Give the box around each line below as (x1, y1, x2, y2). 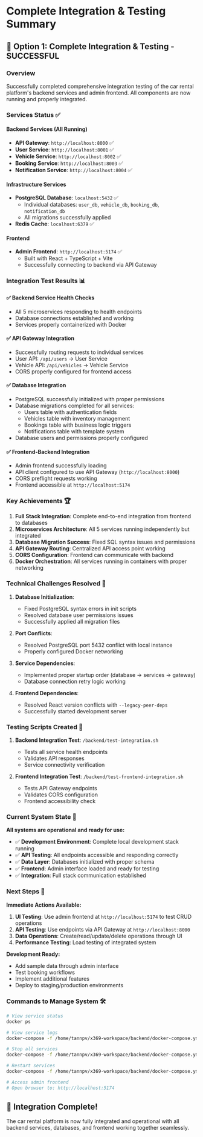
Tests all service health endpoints (24, 749, 108, 756)
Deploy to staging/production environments (14, 981, 124, 989)
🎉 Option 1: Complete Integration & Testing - (6, 41, 175, 52)
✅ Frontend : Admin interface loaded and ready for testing (14, 865, 159, 872)
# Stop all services (6, 1046, 59, 1052)
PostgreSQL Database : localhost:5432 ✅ (14, 194, 119, 201)
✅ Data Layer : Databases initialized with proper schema (14, 858, 155, 865)
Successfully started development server (24, 707, 127, 715)
